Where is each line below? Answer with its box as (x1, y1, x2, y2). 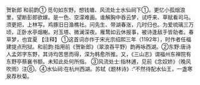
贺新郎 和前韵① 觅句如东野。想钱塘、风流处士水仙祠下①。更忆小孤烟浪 (6, 6, 186, 13)
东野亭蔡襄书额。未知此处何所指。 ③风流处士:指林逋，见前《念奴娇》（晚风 (6, 58, 192, 65)
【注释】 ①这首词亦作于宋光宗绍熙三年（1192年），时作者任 (38, 36, 186, 42)
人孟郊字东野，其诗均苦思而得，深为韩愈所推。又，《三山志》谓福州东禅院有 (6, 51, 192, 57)
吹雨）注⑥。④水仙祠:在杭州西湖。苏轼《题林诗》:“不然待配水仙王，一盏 (6, 66, 187, 72)
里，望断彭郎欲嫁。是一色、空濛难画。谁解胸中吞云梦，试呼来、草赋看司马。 (6, 14, 194, 21)
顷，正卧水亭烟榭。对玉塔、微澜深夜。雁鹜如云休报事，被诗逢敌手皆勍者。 (6, 28, 189, 35)
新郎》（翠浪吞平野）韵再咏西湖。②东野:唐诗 (80, 43, 192, 50)
